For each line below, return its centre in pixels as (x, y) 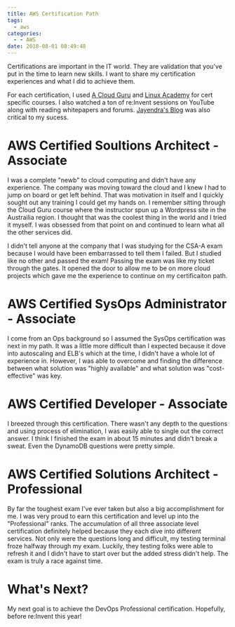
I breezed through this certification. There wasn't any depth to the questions (117, 423)
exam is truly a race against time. (55, 561)
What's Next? (48, 589)
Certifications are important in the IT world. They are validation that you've (115, 66)
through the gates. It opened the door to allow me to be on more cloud (109, 268)
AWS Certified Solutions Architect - (113, 474)
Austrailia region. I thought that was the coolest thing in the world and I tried (117, 217)
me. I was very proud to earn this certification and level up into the (103, 516)
